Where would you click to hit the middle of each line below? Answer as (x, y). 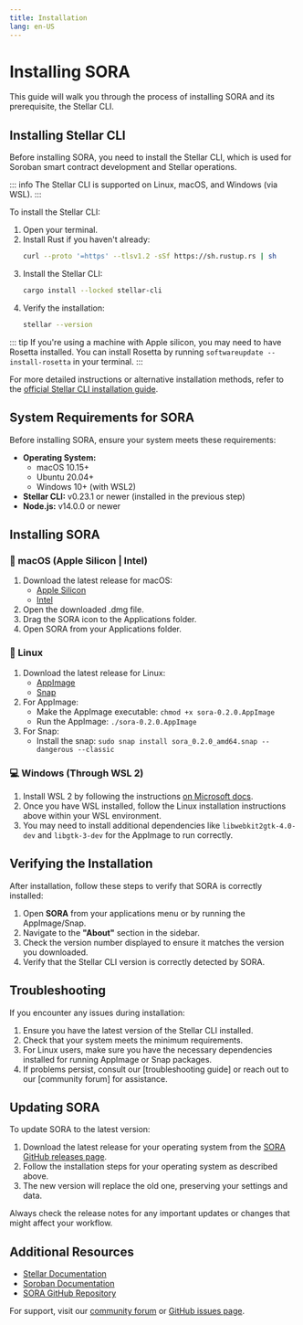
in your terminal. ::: (108, 361)
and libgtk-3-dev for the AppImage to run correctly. (136, 835)
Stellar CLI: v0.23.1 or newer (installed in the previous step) (134, 496)
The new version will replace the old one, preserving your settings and (155, 1186)
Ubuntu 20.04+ (65, 477)
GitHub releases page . (65, 1157)
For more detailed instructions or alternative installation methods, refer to (147, 379)
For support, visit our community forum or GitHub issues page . (127, 1311)
